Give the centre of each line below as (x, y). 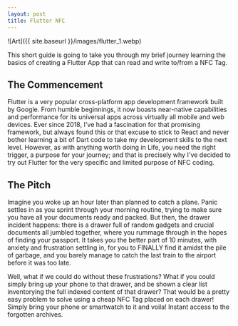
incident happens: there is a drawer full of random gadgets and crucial (111, 225)
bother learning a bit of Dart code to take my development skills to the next (117, 140)
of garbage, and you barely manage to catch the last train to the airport (112, 255)
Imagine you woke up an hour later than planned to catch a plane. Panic (113, 202)
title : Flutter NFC (36, 21)
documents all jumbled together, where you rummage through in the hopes (117, 233)
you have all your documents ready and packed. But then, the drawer (109, 218)
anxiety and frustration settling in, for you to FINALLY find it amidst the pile (117, 248)
